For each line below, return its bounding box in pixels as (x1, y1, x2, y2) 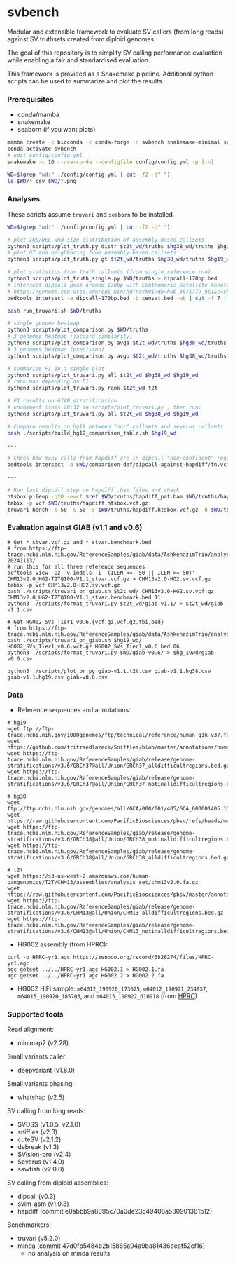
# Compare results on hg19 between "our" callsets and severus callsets (7, 423, 224, 430)
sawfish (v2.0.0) (17, 1165, 64, 1174)
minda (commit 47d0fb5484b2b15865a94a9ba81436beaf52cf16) (17, 1242, 206, 1250)
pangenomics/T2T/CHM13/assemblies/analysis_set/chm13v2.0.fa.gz (7, 879, 199, 886)
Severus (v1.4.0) (17, 1157, 65, 1166)
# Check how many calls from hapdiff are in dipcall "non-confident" (7, 455, 215, 462)
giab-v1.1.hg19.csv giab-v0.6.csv (7, 674, 108, 681)
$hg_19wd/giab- (173, 649, 218, 656)
